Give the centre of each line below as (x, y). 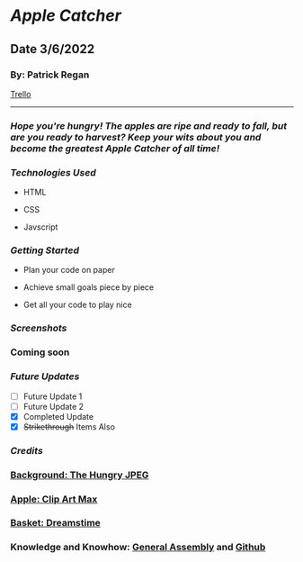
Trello (21, 94)
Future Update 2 (53, 406)
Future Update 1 (53, 396)
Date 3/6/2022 (53, 49)
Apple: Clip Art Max (54, 499)
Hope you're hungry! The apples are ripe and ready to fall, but (148, 125)
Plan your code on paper (69, 270)
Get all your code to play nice (78, 305)
